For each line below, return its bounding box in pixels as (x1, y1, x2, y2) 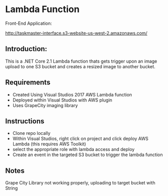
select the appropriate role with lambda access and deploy (12, 146, 135, 153)
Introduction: (5, 44, 47, 54)
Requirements (5, 78, 50, 87)
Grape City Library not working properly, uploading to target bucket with (5, 180, 155, 186)
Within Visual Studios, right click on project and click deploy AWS (12, 135, 149, 142)
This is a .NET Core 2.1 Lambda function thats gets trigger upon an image (5, 58, 157, 64)
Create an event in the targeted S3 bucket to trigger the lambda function (12, 152, 163, 158)
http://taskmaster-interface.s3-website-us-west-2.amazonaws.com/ (5, 30, 148, 36)
